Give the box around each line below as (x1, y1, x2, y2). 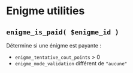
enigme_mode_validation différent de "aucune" (14, 60, 128, 66)
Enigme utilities (6, 4, 85, 18)
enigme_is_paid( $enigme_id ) (6, 28, 119, 36)
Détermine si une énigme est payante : (6, 42, 102, 49)
